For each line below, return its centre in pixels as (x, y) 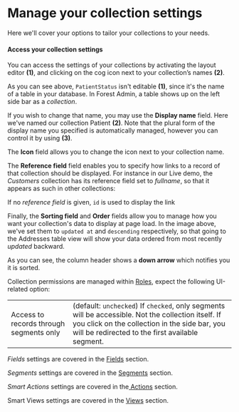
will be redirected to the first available (135, 333)
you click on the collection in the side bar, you (149, 324)
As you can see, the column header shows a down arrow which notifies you (119, 260)
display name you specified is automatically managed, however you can (113, 130)
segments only (36, 333)
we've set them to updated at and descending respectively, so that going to (117, 231)
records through (38, 324)
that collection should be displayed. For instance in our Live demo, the (110, 173)
